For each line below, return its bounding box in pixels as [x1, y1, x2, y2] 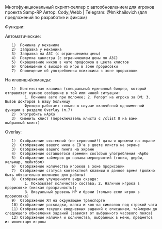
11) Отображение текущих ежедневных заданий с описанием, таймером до [11, 207, 158, 211]
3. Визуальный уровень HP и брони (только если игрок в [24, 190, 140, 194]
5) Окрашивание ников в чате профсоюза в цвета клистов [11, 60, 130, 65]
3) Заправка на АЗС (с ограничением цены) [11, 51, 101, 56]
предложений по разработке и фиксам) [5, 15, 87, 20]
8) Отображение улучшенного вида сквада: [11, 177, 98, 182]
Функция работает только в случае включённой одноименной [24, 103, 145, 108]
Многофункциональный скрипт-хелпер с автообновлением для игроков [5, 4, 155, 10]
